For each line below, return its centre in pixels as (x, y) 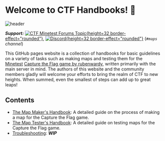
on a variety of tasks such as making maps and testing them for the (74, 58)
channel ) (14, 43)
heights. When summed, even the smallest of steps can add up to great (78, 79)
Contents (20, 100)
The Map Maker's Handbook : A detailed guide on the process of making (86, 112)
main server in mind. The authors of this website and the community (75, 69)
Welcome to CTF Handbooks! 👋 (71, 10)
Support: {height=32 (57, 33)
